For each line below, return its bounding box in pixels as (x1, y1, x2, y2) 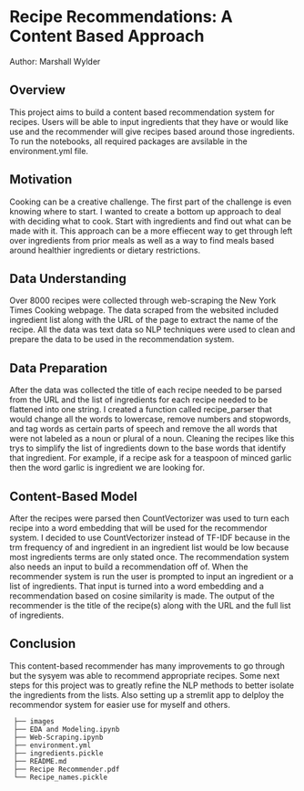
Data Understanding (9, 271, 127, 286)
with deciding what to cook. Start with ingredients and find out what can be (9, 215, 291, 226)
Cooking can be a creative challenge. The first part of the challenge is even (9, 196, 292, 207)
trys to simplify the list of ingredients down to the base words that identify (9, 442, 287, 453)
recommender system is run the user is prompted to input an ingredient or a (9, 571, 294, 581)
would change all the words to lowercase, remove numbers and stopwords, (9, 413, 291, 425)
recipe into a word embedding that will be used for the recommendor (9, 523, 269, 533)
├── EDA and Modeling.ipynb (13, 724, 120, 734)
